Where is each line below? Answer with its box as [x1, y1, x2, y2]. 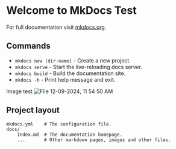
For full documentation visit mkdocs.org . [6, 23, 107, 31]
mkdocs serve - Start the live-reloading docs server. [14, 63, 143, 70]
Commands [6, 41, 51, 51]
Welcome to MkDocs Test [6, 4, 137, 17]
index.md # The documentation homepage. [17, 132, 122, 138]
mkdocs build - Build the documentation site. [14, 70, 126, 77]
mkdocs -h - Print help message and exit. [14, 76, 116, 83]
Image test [6, 88, 33, 95]
